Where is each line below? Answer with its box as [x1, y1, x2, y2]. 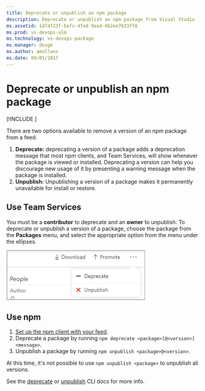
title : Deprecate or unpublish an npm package [6, 10, 127, 16]
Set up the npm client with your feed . [15, 328, 109, 335]
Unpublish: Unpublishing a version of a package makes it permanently [15, 178, 193, 185]
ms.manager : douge [6, 42, 53, 48]
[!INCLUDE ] [6, 115, 37, 122]
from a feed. [6, 133, 38, 141]
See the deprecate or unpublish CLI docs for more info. [6, 378, 145, 385]
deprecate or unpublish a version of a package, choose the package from [6, 225, 192, 232]
